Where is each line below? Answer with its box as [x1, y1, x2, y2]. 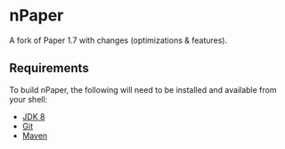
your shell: [9, 94, 48, 104]
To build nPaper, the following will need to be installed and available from [9, 84, 277, 95]
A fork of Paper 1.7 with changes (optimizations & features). [9, 35, 228, 46]
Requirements [9, 61, 89, 76]
